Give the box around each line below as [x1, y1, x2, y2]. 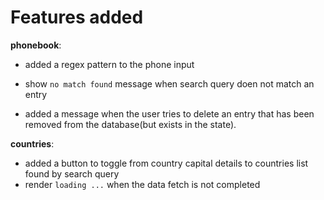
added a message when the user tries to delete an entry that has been [24, 107, 315, 120]
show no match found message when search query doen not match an [24, 77, 315, 90]
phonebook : [10, 39, 62, 51]
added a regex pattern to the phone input [24, 58, 195, 70]
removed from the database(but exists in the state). [24, 118, 237, 130]
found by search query [24, 167, 120, 180]
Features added [10, 6, 144, 29]
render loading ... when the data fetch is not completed [24, 178, 261, 190]
